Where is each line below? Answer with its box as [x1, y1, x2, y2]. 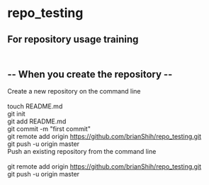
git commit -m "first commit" [7, 125, 91, 133]
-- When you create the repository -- [7, 68, 173, 80]
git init [7, 110, 26, 118]
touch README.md [7, 102, 63, 111]
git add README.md [7, 117, 67, 125]
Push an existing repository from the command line [7, 147, 157, 156]
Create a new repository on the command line [7, 87, 141, 96]
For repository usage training [7, 33, 139, 45]
